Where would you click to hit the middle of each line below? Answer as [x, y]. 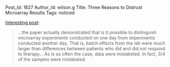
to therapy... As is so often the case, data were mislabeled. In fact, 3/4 [91, 54]
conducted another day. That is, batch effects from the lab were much [91, 43]
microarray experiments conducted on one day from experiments [86, 38]
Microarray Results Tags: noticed [40, 13]
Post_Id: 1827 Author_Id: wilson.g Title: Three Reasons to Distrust [74, 7]
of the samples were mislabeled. [52, 59]
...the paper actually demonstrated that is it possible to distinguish [87, 32]
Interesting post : [22, 23]
